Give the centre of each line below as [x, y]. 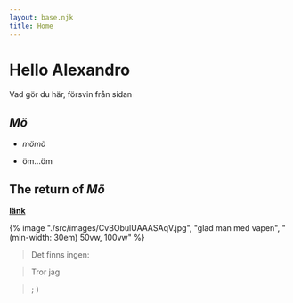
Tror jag [45, 272]
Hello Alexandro [70, 70]
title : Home [31, 26]
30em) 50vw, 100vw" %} [99, 238]
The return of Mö [57, 189]
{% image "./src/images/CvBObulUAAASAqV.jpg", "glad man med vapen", [145, 228]
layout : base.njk [41, 17]
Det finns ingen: [60, 255]
